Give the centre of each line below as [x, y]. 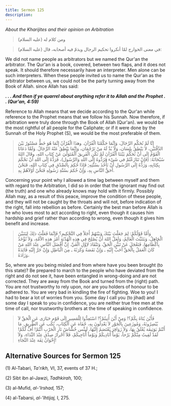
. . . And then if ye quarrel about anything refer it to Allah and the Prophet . [85, 96]
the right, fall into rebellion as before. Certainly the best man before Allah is [84, 207]
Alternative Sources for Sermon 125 [63, 356]
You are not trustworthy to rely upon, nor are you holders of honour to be [82, 286]
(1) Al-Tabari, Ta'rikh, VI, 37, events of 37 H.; [51, 368]
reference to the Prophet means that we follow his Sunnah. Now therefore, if [85, 117]
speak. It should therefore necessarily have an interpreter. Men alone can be [85, 70]
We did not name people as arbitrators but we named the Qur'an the [77, 59]
